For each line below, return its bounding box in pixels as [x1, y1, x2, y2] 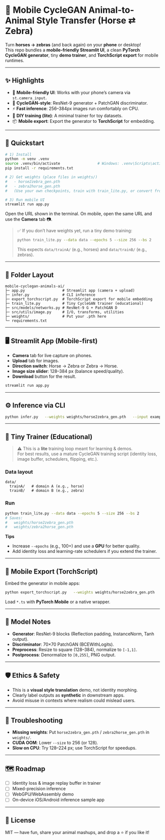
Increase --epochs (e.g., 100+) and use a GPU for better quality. [12, 543, 141, 549]
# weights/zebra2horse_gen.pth [5, 525, 74, 530]
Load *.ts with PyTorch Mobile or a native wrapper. [5, 599, 110, 605]
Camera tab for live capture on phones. [12, 352, 92, 358]
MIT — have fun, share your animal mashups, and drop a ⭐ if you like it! [5, 830, 150, 836]
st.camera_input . [12, 95, 47, 101]
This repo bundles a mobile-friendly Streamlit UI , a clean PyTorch [5, 47, 140, 53]
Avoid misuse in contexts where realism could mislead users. [12, 697, 136, 703]
